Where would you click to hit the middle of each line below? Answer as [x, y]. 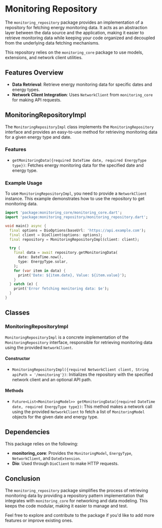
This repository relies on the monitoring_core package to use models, [74, 52]
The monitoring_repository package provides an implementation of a [74, 22]
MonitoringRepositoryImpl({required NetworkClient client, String [80, 370]
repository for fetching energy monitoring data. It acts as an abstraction [76, 27]
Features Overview [34, 73]
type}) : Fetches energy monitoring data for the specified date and [78, 165]
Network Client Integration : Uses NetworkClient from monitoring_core [82, 94]
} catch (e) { [23, 284]
